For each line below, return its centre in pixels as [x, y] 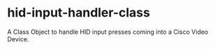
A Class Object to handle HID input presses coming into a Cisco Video [108, 32]
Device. [18, 39]
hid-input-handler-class [79, 13]
